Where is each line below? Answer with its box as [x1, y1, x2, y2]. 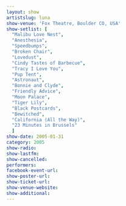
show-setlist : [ [6, 26, 47, 32]
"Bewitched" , [12, 111, 45, 117]
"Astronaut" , [12, 77, 45, 83]
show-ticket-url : [6, 179, 51, 185]
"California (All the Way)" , [12, 116, 86, 123]
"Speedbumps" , [12, 43, 47, 49]
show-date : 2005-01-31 [6, 133, 64, 140]
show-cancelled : [6, 156, 47, 162]
